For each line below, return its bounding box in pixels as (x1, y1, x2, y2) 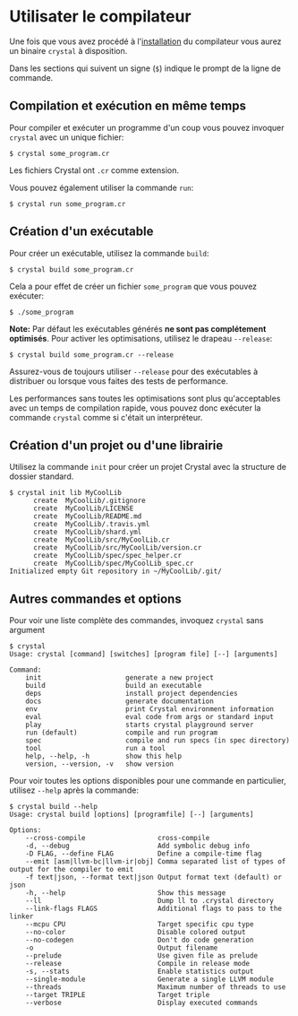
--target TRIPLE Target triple (25, 991, 210, 1000)
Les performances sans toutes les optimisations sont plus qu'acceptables (9, 393, 281, 404)
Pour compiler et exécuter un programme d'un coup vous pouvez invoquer (9, 122, 285, 133)
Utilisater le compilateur (9, 6, 192, 27)
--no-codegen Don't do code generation (25, 935, 254, 945)
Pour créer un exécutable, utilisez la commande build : (9, 247, 209, 258)
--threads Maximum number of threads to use (25, 983, 286, 992)
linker (9, 912, 34, 921)
